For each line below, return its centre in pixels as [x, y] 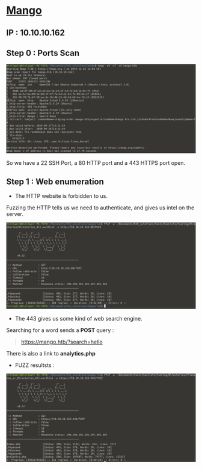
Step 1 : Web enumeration [55, 182]
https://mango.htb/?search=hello [62, 342]
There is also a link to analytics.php [51, 353]
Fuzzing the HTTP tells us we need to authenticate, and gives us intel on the [100, 208]
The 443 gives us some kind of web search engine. [78, 318]
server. [15, 214]
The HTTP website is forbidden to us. [61, 196]
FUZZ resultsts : [35, 365]
